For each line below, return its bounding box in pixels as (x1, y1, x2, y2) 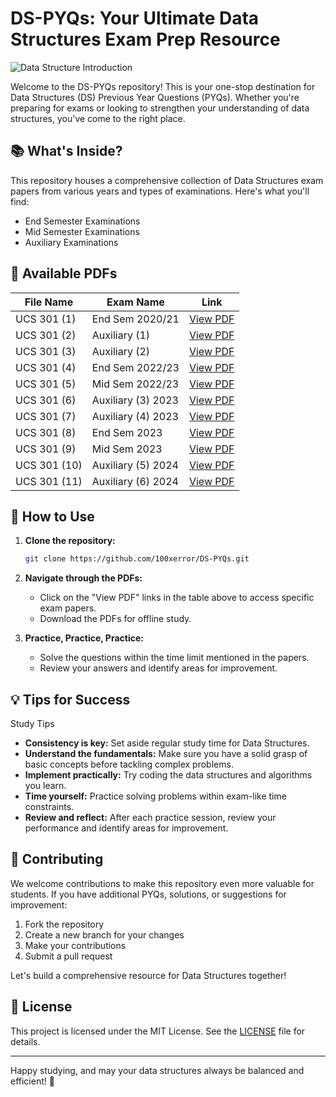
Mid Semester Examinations (24, 225, 140, 237)
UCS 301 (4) (15, 360, 77, 374)
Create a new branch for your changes (24, 928, 185, 941)
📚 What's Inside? (10, 143, 123, 160)
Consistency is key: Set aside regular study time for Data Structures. (24, 737, 310, 749)
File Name (24, 295, 74, 309)
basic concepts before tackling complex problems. (24, 758, 234, 771)
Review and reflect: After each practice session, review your (24, 812, 277, 824)
